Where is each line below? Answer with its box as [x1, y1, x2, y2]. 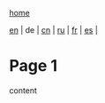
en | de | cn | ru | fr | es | [9, 25, 99, 35]
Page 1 [9, 56, 58, 76]
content [9, 84, 38, 96]
